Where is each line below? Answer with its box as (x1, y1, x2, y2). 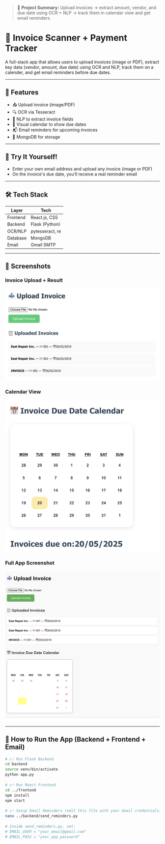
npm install (5, 793, 29, 798)
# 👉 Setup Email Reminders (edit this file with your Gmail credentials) (5, 809, 162, 814)
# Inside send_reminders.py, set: (5, 824, 76, 829)
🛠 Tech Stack (5, 190, 48, 199)
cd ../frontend (5, 787, 36, 792)
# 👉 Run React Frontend (5, 782, 56, 787)
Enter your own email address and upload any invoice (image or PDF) (12, 166, 153, 172)
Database (7, 235, 27, 241)
